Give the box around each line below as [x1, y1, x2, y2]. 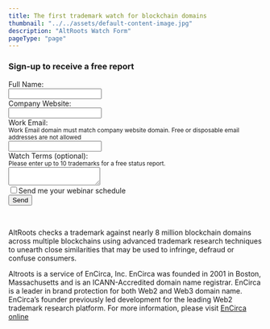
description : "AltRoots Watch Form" [8, 27, 131, 35]
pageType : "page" [8, 34, 67, 43]
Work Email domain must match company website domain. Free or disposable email [8, 126, 240, 134]
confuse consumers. [8, 253, 77, 263]
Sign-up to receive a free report [8, 61, 135, 73]
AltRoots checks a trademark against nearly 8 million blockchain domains [8, 227, 251, 237]
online [8, 311, 29, 321]
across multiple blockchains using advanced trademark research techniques [8, 235, 262, 246]
